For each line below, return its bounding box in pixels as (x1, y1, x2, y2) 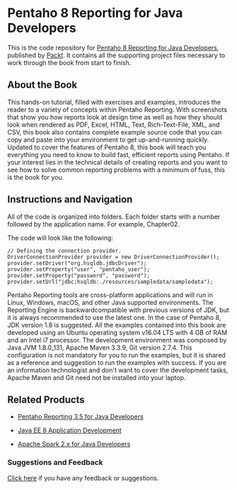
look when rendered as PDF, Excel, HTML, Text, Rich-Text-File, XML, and (7, 120, 220, 129)
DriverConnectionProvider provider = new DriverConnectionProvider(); (7, 253, 220, 260)
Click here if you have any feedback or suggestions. (7, 473, 159, 482)
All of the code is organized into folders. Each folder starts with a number (7, 212, 221, 221)
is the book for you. (7, 173, 64, 181)
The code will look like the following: (7, 234, 113, 242)
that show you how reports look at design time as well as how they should (7, 113, 223, 121)
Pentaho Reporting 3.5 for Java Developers (17, 413, 144, 421)
